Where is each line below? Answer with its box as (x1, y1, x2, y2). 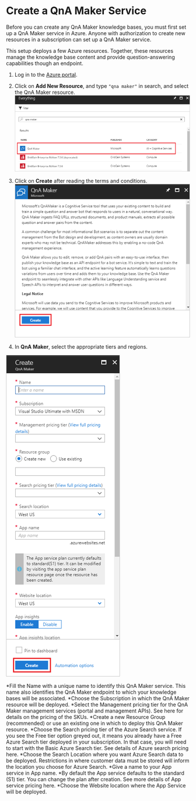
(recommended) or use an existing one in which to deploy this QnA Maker (6, 720, 184, 727)
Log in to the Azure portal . (14, 71, 78, 78)
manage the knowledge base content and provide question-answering (6, 53, 175, 60)
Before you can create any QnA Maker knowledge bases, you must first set (6, 23, 187, 30)
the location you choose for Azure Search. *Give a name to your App (6, 763, 172, 770)
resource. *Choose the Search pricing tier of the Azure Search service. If (6, 725, 182, 733)
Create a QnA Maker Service (6, 4, 147, 18)
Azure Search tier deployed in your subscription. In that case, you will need (6, 738, 187, 745)
